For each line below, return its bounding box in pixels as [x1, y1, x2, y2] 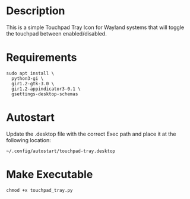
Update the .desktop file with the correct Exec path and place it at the [6, 130, 176, 137]
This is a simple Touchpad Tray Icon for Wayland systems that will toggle [6, 24, 185, 31]
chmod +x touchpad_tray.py [6, 187, 73, 193]
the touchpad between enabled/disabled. [6, 30, 107, 37]
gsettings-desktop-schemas [11, 91, 78, 97]
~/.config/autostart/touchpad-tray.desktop [6, 148, 116, 154]
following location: [6, 136, 52, 143]
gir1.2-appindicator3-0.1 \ [11, 86, 81, 92]
